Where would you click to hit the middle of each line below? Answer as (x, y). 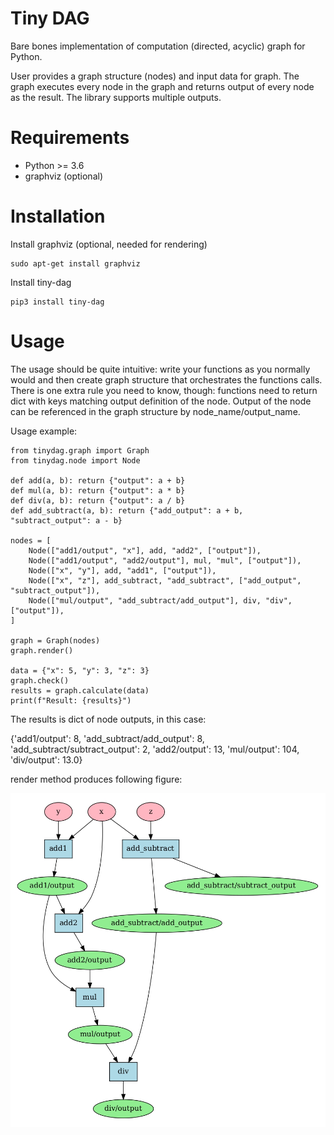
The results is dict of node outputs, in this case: (108, 719)
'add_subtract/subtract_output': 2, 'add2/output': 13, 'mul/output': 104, (155, 749)
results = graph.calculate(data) (80, 690)
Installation (58, 216)
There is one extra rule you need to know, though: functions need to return (164, 390)
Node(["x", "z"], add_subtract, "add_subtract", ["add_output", (165, 580)
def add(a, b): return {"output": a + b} (98, 480)
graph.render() (42, 650)
